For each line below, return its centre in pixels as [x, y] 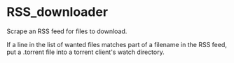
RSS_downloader [57, 12]
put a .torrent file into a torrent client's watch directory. [86, 52]
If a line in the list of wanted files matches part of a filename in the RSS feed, [117, 44]
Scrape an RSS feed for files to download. [67, 31]
